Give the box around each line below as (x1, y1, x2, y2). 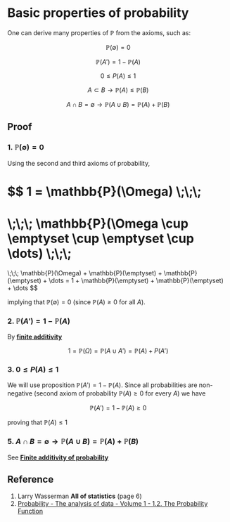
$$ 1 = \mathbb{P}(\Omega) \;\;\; (7, 183, 202, 200)
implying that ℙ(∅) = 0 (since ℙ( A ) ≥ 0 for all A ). (7, 297, 146, 306)
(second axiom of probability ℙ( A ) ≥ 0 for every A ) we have (34, 389, 206, 398)
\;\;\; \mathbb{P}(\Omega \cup (7, 216, 189, 231)
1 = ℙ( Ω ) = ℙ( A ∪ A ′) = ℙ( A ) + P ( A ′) (68, 346, 169, 355)
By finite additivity (7, 332, 63, 341)
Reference (7, 474, 54, 485)
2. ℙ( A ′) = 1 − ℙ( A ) (7, 316, 70, 326)
